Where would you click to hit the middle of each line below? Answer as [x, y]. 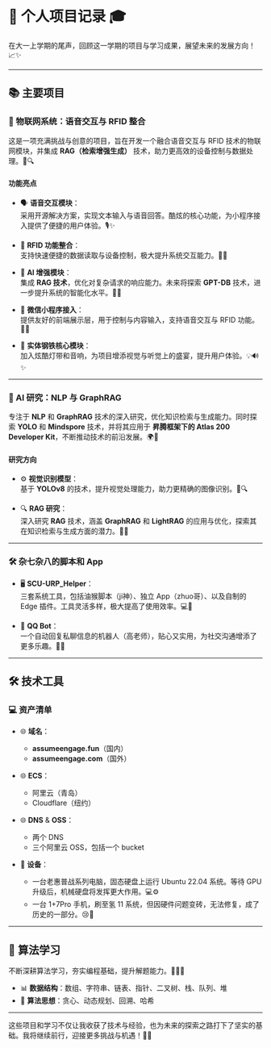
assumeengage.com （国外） [81, 758]
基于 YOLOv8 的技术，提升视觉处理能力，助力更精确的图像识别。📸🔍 [134, 489]
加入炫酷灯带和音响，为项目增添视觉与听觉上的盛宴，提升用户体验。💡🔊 [140, 355]
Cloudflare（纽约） [64, 803]
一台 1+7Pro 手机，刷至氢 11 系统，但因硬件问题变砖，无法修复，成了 [146, 904]
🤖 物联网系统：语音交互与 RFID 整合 [77, 122]
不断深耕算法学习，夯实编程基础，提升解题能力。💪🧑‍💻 [97, 971]
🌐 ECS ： [35, 776]
